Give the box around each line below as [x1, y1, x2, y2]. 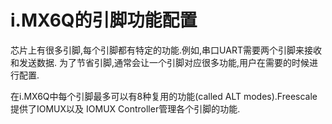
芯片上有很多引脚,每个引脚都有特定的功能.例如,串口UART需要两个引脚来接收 [10, 44, 322, 56]
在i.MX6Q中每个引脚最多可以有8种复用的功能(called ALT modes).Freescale [10, 90, 318, 102]
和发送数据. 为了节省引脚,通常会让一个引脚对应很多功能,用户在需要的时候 [10, 56, 310, 68]
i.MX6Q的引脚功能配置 [10, 9, 198, 32]
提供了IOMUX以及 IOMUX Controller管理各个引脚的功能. [10, 102, 241, 115]
